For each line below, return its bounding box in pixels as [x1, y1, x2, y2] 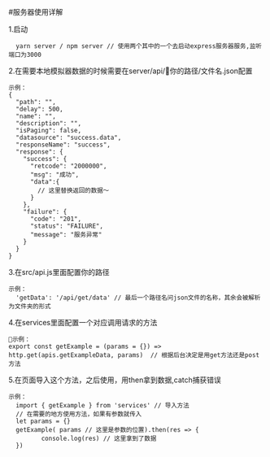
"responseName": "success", [15, 141, 111, 149]
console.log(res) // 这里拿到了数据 [41, 434, 157, 442]
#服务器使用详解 [8, 7, 63, 16]
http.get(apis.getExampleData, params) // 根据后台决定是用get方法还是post [8, 351, 260, 359]
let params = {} [15, 417, 71, 425]
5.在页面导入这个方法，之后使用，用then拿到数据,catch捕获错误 [8, 375, 222, 385]
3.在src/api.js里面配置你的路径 [8, 268, 110, 276]
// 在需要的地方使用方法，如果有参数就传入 [15, 410, 142, 418]
